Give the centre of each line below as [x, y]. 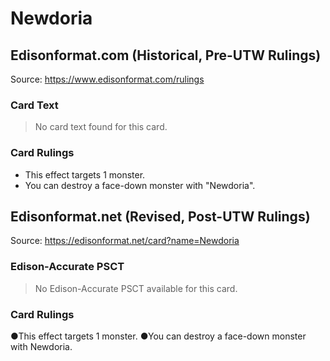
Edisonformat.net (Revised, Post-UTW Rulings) [160, 216]
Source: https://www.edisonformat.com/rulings [107, 79]
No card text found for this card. [101, 127]
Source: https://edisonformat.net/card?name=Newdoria [125, 241]
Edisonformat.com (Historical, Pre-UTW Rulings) [166, 55]
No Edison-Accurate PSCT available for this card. [136, 288]
